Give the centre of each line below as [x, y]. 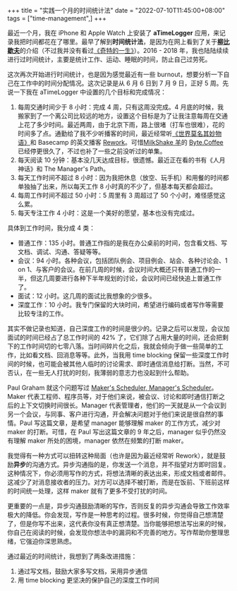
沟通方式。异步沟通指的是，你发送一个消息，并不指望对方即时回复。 [130, 464]
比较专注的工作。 [42, 314]
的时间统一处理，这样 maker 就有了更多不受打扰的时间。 [89, 491]
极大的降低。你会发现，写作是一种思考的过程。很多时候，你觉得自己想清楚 [115, 515]
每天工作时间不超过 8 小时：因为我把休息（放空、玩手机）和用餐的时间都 [123, 178]
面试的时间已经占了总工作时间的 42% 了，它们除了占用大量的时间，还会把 [115, 337]
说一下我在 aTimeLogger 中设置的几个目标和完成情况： [87, 92]
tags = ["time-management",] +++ [57, 18]
